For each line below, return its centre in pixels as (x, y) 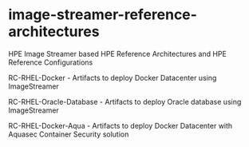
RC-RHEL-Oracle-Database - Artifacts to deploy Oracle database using (125, 101)
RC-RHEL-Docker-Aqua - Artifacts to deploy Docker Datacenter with (121, 125)
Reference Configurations (51, 62)
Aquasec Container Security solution (69, 134)
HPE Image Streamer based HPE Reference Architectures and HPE (118, 54)
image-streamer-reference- (103, 15)
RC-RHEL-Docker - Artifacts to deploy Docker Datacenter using (113, 77)
